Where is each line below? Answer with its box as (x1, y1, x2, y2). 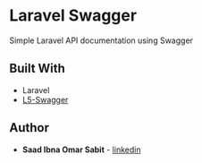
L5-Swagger (21, 94, 69, 105)
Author (9, 120, 49, 135)
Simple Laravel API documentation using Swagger (9, 35, 194, 46)
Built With (9, 61, 65, 76)
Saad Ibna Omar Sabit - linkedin (21, 144, 141, 155)
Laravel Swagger (9, 5, 137, 26)
